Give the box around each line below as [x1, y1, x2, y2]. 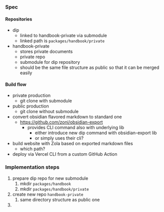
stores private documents [19, 49, 73, 55]
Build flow [5, 81, 26, 87]
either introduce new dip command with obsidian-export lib [34, 130, 157, 136]
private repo [19, 54, 45, 60]
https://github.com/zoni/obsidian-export [19, 119, 103, 125]
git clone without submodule [19, 109, 79, 115]
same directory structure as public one [19, 196, 100, 202]
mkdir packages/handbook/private [19, 186, 89, 192]
